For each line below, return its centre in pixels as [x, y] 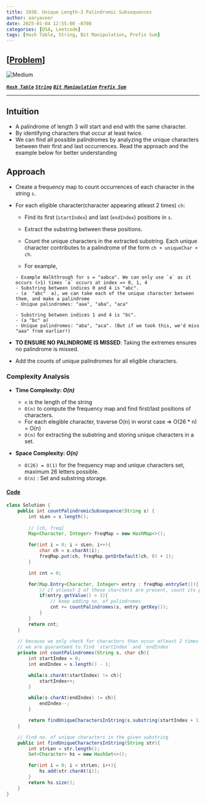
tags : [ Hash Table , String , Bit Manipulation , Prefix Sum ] [83, 35]
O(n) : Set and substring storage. [66, 478]
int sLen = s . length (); [59, 516]
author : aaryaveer [30, 18]
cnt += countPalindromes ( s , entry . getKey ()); [109, 607]
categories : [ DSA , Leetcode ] [44, 29]
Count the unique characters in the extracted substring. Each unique [111, 241]
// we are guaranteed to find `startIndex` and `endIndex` [94, 647]
